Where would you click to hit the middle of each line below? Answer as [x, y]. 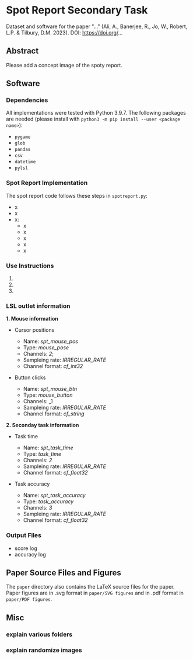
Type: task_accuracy [48, 501]
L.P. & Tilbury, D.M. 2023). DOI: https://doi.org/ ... [64, 32]
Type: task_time [42, 454]
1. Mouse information [32, 319]
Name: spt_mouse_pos [51, 341]
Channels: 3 [38, 508]
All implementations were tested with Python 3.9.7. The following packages [96, 113]
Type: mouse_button [48, 395]
